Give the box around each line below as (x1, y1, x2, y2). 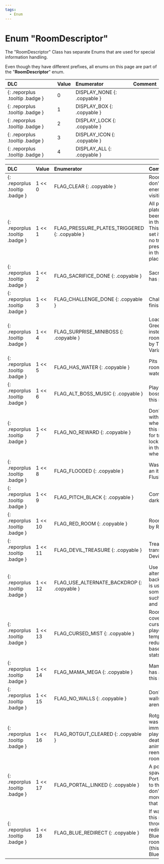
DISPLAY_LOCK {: (75, 117, 116, 124)
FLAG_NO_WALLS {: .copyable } (54, 695, 127, 702)
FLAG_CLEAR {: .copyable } (54, 183, 116, 190)
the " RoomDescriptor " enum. (5, 69, 65, 75)
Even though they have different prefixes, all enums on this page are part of (5, 64, 157, 70)
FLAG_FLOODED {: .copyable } (54, 468, 123, 474)
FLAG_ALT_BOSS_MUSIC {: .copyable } (54, 391, 143, 397)
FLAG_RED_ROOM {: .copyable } (54, 521, 128, 527)
